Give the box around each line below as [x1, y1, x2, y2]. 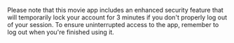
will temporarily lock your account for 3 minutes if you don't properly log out [7, 13, 228, 21]
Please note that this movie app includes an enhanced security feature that [7, 6, 224, 14]
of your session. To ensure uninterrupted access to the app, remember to [7, 21, 219, 28]
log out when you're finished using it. [7, 28, 114, 36]
